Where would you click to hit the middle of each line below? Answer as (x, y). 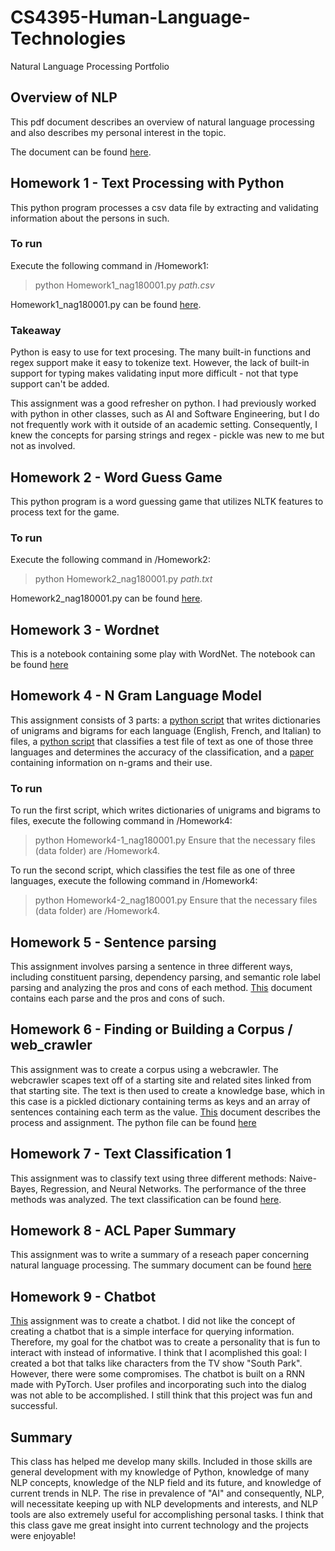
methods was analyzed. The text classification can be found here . (146, 1199)
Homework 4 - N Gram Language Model (136, 696)
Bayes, (24, 1188)
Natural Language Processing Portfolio (90, 66)
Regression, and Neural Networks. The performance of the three (173, 1188)
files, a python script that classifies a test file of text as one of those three (162, 741)
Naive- (302, 1178)
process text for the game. (65, 512)
